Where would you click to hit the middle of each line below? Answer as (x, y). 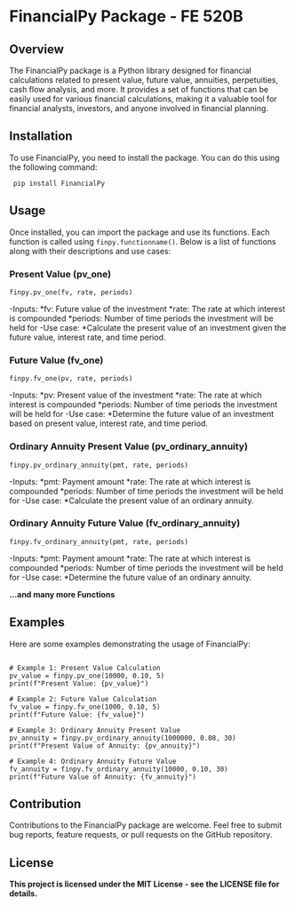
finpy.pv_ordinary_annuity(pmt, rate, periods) (99, 465)
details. (24, 894)
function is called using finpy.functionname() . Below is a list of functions (143, 241)
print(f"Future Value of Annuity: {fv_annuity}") (103, 777)
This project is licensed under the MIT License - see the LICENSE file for (144, 884)
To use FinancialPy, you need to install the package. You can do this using (144, 157)
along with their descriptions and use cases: (90, 251)
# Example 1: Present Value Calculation (85, 668)
